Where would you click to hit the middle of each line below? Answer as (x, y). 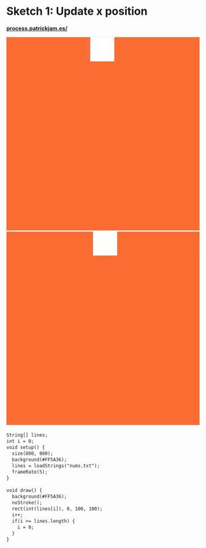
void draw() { (25, 490)
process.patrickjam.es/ (37, 28)
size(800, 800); (32, 453)
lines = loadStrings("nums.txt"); (56, 466)
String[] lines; (27, 435)
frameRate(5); (30, 472)
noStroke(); (27, 503)
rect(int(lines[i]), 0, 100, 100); (57, 509)
